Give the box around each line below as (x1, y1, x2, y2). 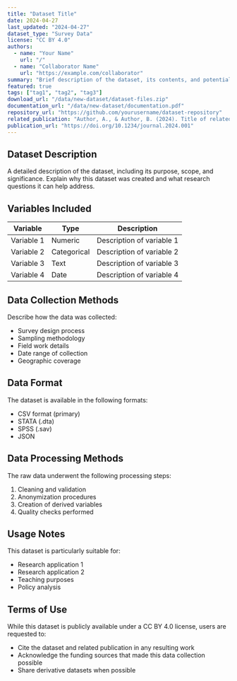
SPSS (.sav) (17, 424, 52, 433)
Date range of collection (17, 349, 88, 357)
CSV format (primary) (17, 409, 80, 418)
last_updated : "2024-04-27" (7, 23, 90, 30)
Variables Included (7, 202, 92, 214)
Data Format (7, 377, 63, 389)
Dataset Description (7, 148, 97, 160)
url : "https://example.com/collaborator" (20, 69, 143, 76)
